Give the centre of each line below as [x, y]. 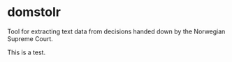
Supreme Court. [30, 38]
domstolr [34, 12]
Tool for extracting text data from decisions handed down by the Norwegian [116, 31]
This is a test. [27, 52]
